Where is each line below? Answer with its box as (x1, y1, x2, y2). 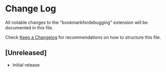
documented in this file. (5, 24, 54, 30)
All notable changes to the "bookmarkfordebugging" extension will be (5, 19, 148, 25)
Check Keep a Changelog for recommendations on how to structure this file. (5, 34, 162, 40)
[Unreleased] (5, 49, 47, 57)
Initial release (12, 62, 40, 68)
